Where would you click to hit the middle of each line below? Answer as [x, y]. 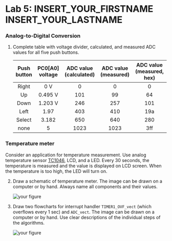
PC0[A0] [48, 68]
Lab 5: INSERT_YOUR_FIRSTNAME [79, 9]
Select [24, 120]
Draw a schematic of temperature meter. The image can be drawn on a [88, 181]
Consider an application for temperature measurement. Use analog [76, 155]
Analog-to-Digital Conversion [43, 36]
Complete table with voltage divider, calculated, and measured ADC [84, 47]
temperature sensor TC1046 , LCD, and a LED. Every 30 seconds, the [77, 160]
